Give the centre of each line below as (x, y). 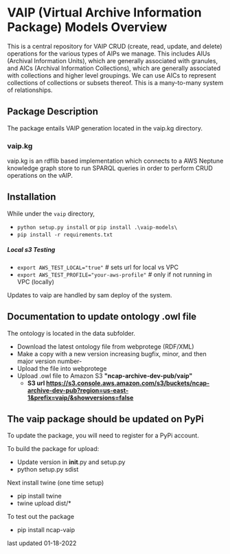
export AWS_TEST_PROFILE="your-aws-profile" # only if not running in (114, 274)
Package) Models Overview (87, 27)
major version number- (49, 361)
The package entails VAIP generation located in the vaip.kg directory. (105, 128)
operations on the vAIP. (40, 176)
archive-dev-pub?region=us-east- (78, 390)
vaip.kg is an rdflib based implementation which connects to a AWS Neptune (115, 161)
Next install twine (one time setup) (56, 483)
